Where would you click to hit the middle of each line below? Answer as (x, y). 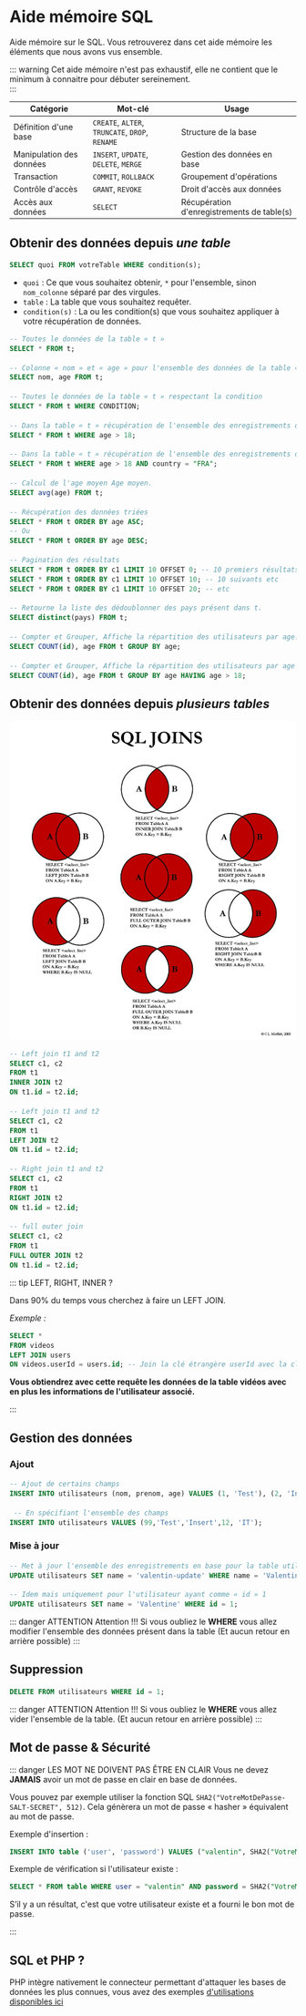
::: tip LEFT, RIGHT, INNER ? (61, 1282)
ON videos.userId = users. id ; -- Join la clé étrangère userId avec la (148, 1364)
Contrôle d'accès (46, 190)
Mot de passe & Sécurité (80, 1748)
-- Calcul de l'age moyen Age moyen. (81, 483)
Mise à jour (35, 1546)
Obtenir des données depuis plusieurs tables (140, 704)
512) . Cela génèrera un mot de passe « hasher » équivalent (178, 1806)
